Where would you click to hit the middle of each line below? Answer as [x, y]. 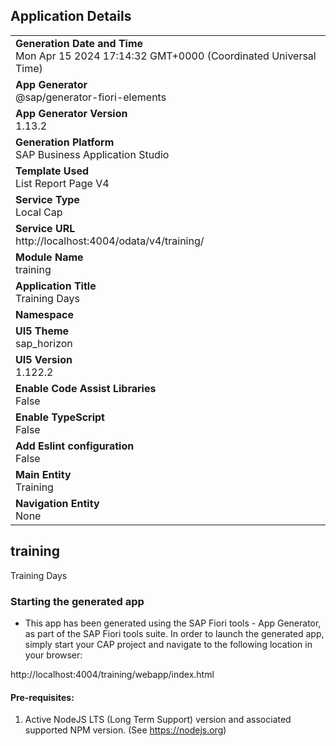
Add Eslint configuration [75, 446]
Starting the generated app [77, 601]
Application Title [56, 286]
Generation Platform [65, 142]
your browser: [53, 655]
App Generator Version [71, 113]
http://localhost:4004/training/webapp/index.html [112, 674]
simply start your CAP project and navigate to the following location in [168, 644]
